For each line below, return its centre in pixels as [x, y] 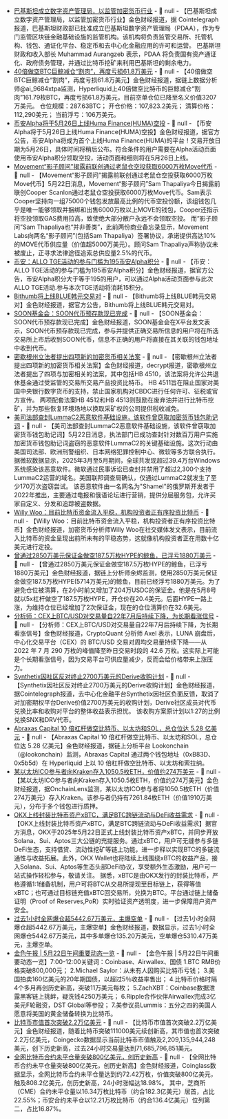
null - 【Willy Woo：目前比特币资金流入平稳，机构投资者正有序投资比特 [114, 521]
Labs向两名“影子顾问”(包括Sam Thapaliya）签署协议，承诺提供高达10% [115, 235]
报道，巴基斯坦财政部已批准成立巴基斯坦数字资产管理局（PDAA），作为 [114, 28]
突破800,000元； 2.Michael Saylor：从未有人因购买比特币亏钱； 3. [114, 970]
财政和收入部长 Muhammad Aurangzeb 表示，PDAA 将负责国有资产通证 [115, 54]
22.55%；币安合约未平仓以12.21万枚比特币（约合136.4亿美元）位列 [109, 1100]
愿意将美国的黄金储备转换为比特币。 [65, 1014]
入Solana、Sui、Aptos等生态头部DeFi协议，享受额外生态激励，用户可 [112, 867]
